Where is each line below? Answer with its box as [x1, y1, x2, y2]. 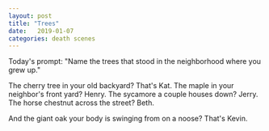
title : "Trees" [8, 19, 60, 27]
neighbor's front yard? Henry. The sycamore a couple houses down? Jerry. [8, 90, 258, 99]
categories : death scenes [8, 34, 95, 43]
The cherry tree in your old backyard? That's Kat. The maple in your [8, 81, 234, 91]
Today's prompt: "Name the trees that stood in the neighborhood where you [8, 57, 261, 66]
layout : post [8, 11, 53, 20]
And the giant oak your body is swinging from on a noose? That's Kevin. [8, 114, 248, 124]
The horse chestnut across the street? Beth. [8, 98, 155, 108]
